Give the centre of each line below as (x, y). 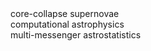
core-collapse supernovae (65, 13)
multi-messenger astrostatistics (76, 35)
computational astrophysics (67, 24)
